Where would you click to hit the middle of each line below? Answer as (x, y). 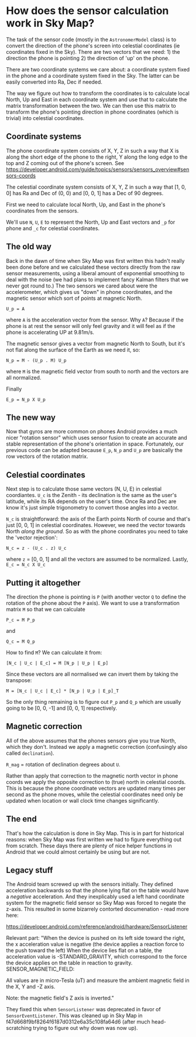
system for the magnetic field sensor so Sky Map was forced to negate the (96, 903)
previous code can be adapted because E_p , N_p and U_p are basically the (94, 450)
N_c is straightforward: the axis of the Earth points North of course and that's (98, 519)
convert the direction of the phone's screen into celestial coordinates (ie (93, 46)
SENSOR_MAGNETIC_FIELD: (40, 969)
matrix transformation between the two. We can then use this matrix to (91, 105)
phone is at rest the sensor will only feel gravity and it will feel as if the (91, 326)
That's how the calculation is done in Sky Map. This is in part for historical (95, 833)
